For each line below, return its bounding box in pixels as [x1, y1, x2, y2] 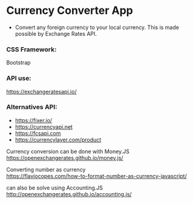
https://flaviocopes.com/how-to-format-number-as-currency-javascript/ [6, 172, 187, 179]
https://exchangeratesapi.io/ [6, 88, 77, 95]
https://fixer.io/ [15, 116, 53, 124]
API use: [6, 74, 31, 82]
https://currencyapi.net [15, 123, 73, 130]
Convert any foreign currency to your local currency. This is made [15, 24, 180, 31]
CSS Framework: [6, 45, 57, 53]
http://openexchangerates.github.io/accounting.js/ [6, 190, 132, 197]
